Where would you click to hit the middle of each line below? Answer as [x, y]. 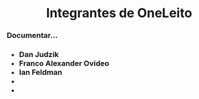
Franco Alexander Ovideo [64, 63]
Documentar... [32, 36]
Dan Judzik [39, 55]
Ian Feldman [41, 73]
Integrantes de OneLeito [119, 13]
